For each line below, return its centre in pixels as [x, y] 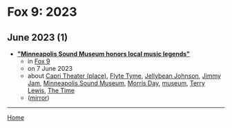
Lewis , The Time [51, 90]
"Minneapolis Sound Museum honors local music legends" [104, 54]
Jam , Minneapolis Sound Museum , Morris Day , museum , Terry [116, 83]
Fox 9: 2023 [42, 12]
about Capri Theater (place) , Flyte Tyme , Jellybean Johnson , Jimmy [124, 76]
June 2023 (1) [37, 38]
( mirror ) [38, 98]
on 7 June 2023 [50, 68]
